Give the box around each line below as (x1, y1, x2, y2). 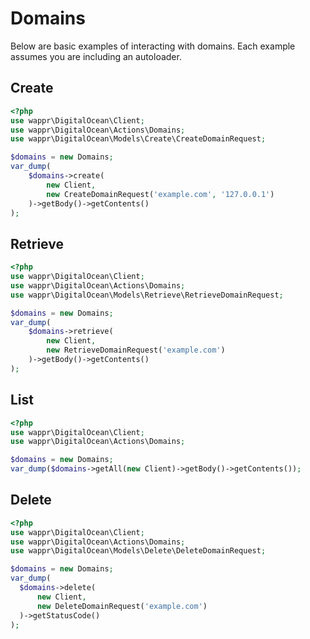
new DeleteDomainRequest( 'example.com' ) (36, 601, 208, 611)
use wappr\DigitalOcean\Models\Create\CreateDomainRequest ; (10, 134, 267, 144)
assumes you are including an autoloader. (10, 50, 182, 62)
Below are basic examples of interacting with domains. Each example (10, 40, 296, 52)
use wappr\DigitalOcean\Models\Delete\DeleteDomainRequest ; (10, 546, 267, 556)
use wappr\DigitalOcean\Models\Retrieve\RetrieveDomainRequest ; (10, 290, 284, 300)
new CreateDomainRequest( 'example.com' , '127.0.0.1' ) (46, 189, 275, 199)
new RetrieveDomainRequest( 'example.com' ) (46, 345, 226, 356)
